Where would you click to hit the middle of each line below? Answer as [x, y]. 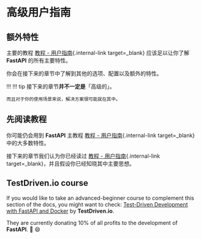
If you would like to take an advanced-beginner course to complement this [100, 198]
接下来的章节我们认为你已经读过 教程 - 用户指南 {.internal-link [83, 156]
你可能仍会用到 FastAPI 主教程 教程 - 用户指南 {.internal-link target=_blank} [100, 135]
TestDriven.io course [47, 183]
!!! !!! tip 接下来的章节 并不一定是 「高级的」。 [61, 86]
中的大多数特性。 [28, 143]
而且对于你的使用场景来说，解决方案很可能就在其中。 [63, 99]
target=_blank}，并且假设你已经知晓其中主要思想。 [70, 163]
